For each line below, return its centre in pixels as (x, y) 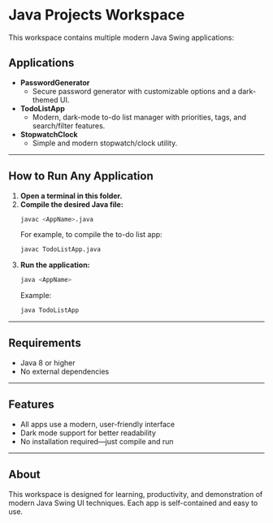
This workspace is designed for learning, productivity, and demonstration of (136, 494)
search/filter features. (69, 125)
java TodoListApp (50, 310)
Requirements (45, 343)
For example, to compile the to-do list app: (91, 235)
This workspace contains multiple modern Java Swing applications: (121, 37)
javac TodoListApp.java (61, 249)
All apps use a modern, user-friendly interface (97, 424)
